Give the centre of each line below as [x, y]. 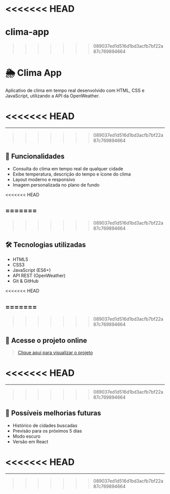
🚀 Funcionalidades [35, 156]
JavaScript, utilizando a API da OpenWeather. [53, 96]
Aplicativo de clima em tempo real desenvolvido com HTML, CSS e [75, 91]
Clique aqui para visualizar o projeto [55, 352]
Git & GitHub [26, 281]
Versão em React [30, 441]
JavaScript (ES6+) [32, 270]
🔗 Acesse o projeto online [46, 340]
